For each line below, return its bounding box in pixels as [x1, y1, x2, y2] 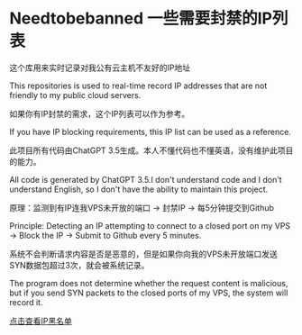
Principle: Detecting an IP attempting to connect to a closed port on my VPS [9, 220, 291, 231]
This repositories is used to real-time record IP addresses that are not [9, 80, 268, 91]
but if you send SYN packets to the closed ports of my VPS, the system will [9, 287, 288, 298]
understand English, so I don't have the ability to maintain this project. [9, 184, 269, 195]
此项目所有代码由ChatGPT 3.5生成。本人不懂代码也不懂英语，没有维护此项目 [9, 145, 294, 156]
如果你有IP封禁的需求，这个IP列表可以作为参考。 [9, 108, 190, 119]
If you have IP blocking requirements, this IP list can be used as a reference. [9, 126, 291, 137]
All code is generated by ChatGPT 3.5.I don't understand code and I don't [9, 174, 282, 185]
